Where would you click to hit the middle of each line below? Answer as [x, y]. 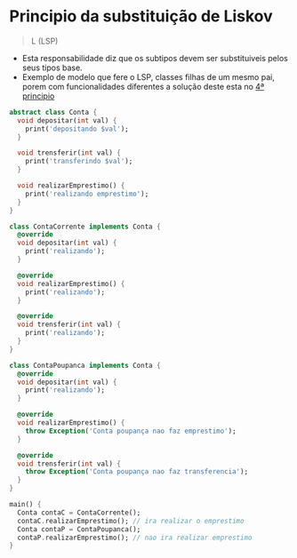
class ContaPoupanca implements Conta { [85, 365]
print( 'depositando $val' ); [77, 129]
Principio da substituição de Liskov [141, 16]
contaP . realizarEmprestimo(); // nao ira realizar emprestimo [135, 538]
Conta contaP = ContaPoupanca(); [79, 529]
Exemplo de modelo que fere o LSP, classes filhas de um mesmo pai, [148, 76]
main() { [25, 505]
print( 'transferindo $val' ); [79, 162]
